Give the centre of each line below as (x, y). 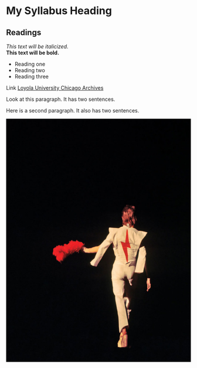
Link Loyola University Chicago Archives (55, 88)
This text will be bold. (33, 53)
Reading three (31, 76)
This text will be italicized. (37, 46)
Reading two (30, 70)
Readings (24, 33)
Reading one (30, 64)
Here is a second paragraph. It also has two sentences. (73, 110)
